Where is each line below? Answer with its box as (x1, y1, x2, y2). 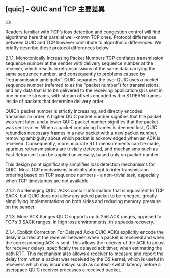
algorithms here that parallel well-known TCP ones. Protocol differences (5, 34, 157, 40)
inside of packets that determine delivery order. (5, 98, 105, 104)
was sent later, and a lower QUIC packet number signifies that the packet (5, 119, 159, 125)
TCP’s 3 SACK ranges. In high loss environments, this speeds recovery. (5, 219, 154, 225)
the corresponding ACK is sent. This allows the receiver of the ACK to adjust (5, 239, 165, 246)
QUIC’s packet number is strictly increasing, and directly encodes (5, 108, 143, 114)
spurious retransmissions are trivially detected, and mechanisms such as (5, 146, 158, 152)
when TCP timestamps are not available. (5, 178, 90, 184)
